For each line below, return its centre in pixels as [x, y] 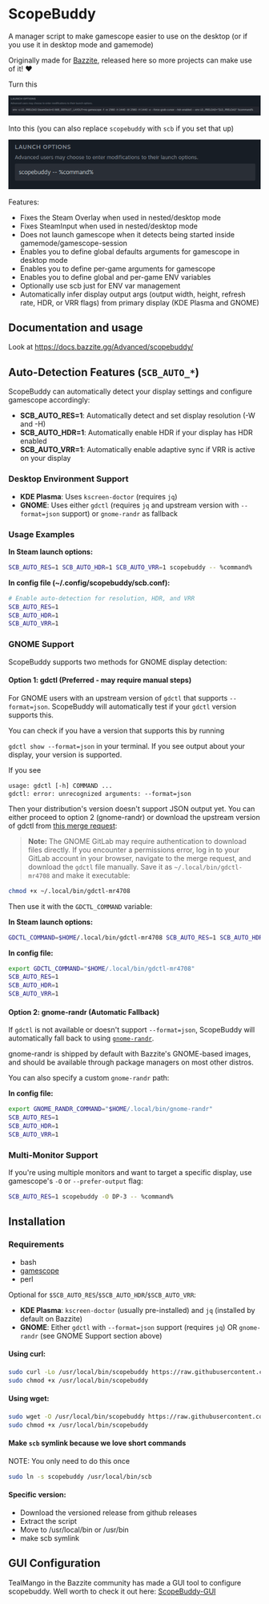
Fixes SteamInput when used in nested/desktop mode [109, 226]
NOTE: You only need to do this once [69, 1461]
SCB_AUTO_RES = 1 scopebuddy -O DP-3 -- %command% [91, 1197]
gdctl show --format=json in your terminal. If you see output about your [127, 745]
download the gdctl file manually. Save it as [100, 867]
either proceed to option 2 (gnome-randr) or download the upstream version [134, 817]
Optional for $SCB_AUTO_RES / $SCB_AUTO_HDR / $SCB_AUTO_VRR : [102, 1295]
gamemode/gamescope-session [74, 243]
